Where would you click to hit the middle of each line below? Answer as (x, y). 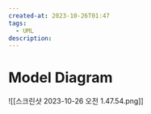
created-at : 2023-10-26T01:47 (59, 16)
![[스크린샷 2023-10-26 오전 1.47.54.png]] (76, 101)
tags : (17, 23)
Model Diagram (61, 78)
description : (30, 38)
